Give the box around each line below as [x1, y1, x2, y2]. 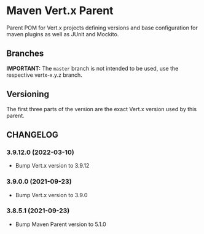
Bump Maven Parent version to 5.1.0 [15, 220, 106, 228]
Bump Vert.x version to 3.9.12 [15, 162, 90, 170]
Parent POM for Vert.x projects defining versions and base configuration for [6, 24, 198, 31]
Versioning [6, 89, 49, 99]
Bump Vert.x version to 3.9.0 [15, 191, 88, 198]
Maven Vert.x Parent [6, 4, 114, 18]
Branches [6, 49, 44, 59]
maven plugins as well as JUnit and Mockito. [6, 30, 119, 37]
